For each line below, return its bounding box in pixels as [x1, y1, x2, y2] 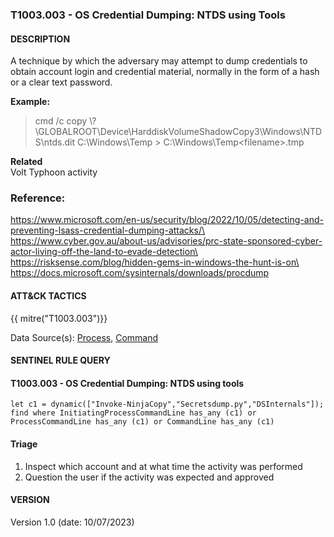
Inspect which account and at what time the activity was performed [24, 460, 303, 472]
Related [10, 156, 43, 168]
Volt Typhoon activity [10, 166, 98, 178]
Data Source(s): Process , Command [10, 331, 159, 343]
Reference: [10, 191, 66, 205]
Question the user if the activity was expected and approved [24, 471, 275, 483]
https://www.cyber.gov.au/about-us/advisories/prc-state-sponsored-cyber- [10, 235, 323, 247]
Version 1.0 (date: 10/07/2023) [10, 516, 135, 528]
